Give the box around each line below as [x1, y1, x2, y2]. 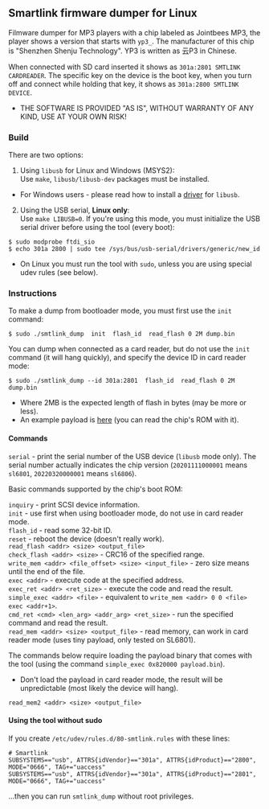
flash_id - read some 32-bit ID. [8, 525, 112, 535]
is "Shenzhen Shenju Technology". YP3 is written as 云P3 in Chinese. [8, 46, 237, 55]
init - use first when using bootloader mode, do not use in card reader [8, 508, 243, 518]
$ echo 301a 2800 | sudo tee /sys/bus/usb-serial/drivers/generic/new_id [8, 245, 261, 253]
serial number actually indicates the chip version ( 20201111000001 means [8, 460, 248, 470]
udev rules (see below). [19, 268, 99, 277]
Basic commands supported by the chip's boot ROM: [8, 484, 183, 494]
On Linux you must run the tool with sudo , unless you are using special [19, 259, 252, 269]
